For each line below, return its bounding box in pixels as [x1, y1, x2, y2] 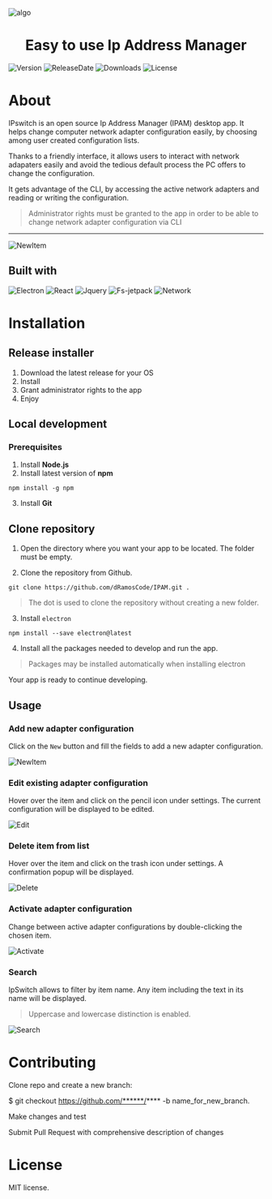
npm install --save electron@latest [8, 629, 132, 637]
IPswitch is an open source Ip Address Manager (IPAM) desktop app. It [8, 118, 244, 127]
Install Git [19, 498, 53, 508]
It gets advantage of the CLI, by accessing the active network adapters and [8, 183, 260, 194]
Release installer [8, 346, 95, 360]
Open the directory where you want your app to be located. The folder [19, 544, 255, 554]
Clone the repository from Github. [19, 568, 133, 578]
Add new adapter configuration [8, 722, 134, 734]
